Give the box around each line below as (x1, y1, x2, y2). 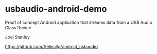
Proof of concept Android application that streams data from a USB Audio (5, 19, 152, 25)
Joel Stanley (5, 34, 30, 40)
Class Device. (5, 24, 33, 30)
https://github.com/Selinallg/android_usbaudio (5, 43, 98, 49)
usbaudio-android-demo (5, 3, 107, 15)
